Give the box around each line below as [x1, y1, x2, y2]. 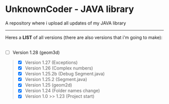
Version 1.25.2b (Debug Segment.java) [25, 71, 105, 77]
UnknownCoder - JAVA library [5, 3, 134, 15]
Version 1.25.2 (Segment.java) [25, 76, 88, 82]
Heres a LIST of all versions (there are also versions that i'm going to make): [5, 34, 162, 40]
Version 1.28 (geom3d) [12, 49, 60, 55]
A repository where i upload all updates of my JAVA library [5, 20, 126, 26]
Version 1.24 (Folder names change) [25, 87, 100, 93]
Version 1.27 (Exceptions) [25, 59, 78, 65]
